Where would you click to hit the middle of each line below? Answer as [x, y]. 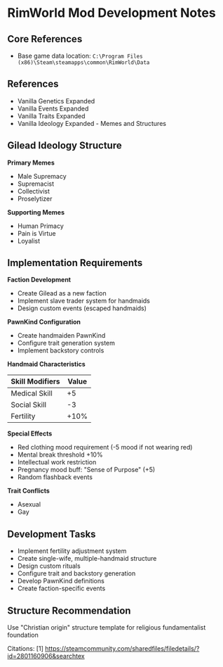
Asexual [29, 504]
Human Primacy [41, 226]
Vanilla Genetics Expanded [56, 101]
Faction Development [39, 280]
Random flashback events [55, 477]
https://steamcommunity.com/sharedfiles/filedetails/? [122, 649]
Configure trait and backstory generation [76, 573]
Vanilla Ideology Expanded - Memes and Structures [92, 123]
